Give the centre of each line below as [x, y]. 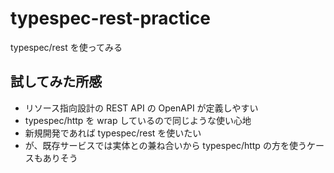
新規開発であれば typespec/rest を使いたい [113, 133]
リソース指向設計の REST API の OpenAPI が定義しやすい [141, 108]
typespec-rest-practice [111, 18]
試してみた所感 [56, 82]
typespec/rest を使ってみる [66, 47]
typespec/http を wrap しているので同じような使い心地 [138, 120]
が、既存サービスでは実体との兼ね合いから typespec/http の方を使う [165, 145]
